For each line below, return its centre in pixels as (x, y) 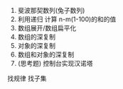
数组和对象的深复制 (46, 54)
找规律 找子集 (27, 78)
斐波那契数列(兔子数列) (51, 10)
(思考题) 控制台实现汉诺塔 (55, 63)
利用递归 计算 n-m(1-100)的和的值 (67, 19)
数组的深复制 (36, 37)
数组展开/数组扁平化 (47, 28)
